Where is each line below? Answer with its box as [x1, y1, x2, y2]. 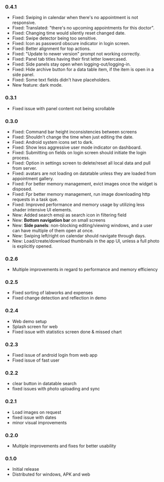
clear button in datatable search [12, 381, 77, 387]
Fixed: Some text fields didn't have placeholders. [12, 77, 111, 83]
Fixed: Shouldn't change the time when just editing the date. [12, 134, 134, 140]
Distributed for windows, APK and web [12, 471, 91, 478]
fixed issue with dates [12, 414, 56, 420]
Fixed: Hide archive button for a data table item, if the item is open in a [12, 67, 154, 72]
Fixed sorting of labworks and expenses [12, 290, 93, 296]
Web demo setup [12, 318, 47, 324]
